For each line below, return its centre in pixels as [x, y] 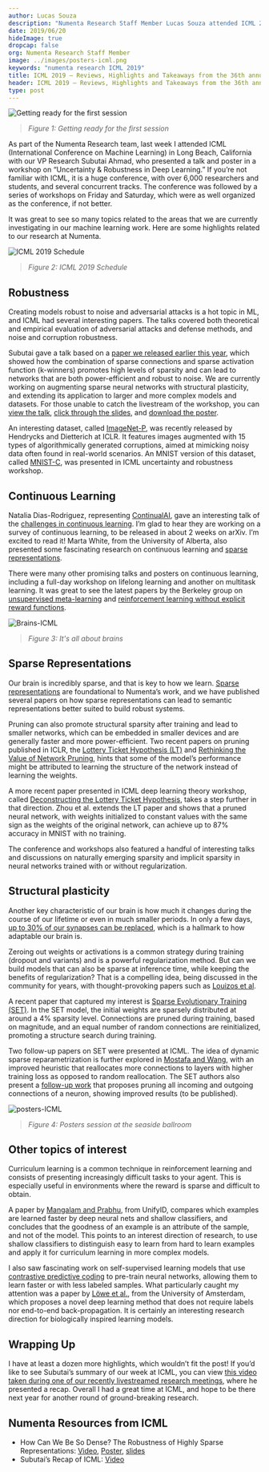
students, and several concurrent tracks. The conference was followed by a [133, 187]
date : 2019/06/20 [37, 30]
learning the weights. [43, 775]
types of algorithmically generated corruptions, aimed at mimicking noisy [129, 445]
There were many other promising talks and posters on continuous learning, [133, 573]
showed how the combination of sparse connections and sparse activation [131, 362]
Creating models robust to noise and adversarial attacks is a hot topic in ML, [134, 312]
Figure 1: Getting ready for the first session [98, 128]
